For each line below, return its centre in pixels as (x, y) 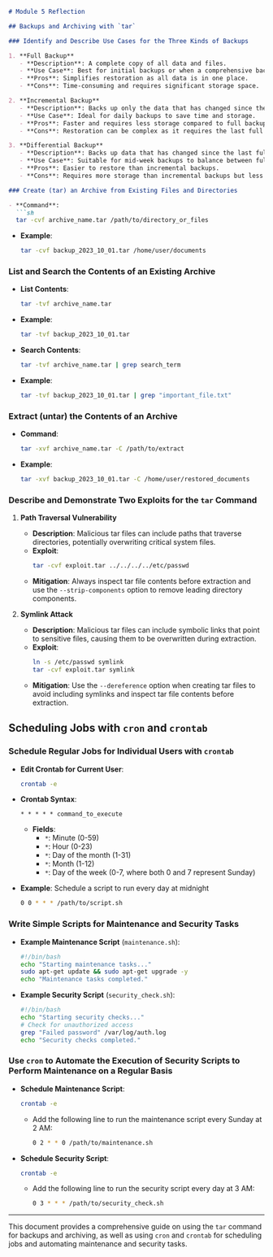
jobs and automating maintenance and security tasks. (98, 1244)
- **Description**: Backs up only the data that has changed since (136, 108)
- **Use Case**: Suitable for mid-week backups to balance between (136, 161)
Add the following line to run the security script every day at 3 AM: (143, 1189)
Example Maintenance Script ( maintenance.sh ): (100, 942)
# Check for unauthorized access (77, 1024)
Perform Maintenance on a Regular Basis (91, 1071)
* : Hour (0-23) (69, 846)
